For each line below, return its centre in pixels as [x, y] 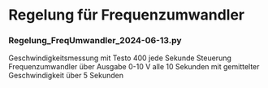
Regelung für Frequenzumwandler [127, 15]
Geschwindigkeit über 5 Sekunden [66, 76]
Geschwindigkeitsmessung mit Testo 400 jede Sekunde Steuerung [120, 58]
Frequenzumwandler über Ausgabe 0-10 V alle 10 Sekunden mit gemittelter [134, 67]
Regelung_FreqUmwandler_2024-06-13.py [95, 41]
